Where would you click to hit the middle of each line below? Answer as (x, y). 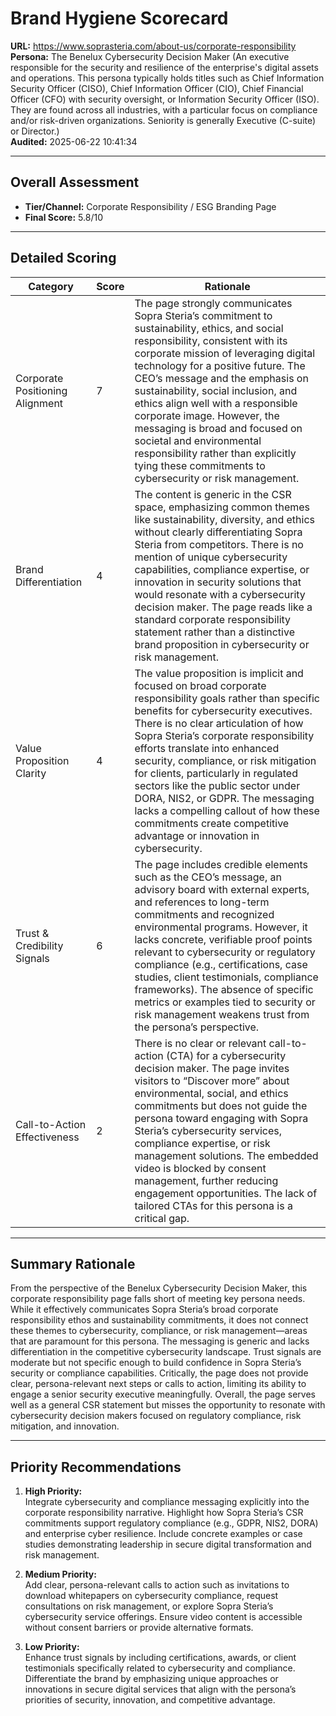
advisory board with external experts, (222, 889)
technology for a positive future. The (220, 365)
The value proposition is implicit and (219, 673)
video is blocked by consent (200, 1168)
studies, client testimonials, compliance (226, 977)
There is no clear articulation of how (219, 723)
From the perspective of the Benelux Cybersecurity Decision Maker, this (159, 1288)
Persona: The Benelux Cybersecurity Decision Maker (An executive (150, 56)
